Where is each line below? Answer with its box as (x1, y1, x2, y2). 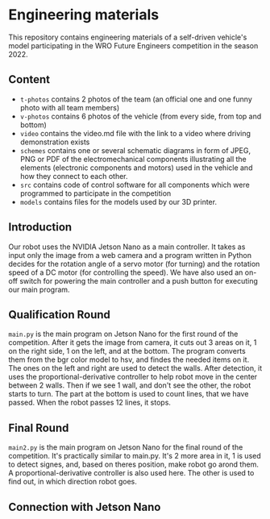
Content (8, 73, 51, 86)
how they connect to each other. (19, 171, 128, 181)
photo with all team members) (19, 102, 120, 112)
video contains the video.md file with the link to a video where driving (19, 128, 251, 138)
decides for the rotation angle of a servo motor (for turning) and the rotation (8, 259, 260, 268)
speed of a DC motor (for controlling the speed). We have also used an (8, 268, 243, 277)
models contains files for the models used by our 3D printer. (19, 197, 218, 206)
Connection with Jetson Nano (8, 500, 161, 513)
